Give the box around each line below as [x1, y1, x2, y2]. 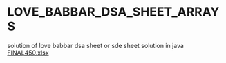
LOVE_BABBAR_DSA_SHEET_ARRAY [7, 4, 220, 20]
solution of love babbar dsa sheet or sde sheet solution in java [7, 41, 185, 49]
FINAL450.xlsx [7, 49, 50, 57]
